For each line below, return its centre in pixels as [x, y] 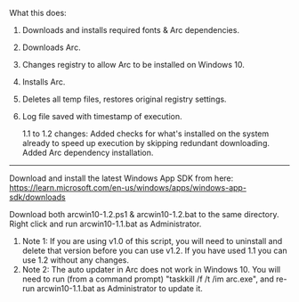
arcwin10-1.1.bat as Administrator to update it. [120, 288]
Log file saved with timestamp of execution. [102, 116]
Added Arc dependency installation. [88, 152]
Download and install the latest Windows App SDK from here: [121, 178]
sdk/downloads [37, 197]
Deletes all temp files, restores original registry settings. [124, 99]
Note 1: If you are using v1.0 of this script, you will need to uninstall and [152, 241]
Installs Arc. [44, 82]
